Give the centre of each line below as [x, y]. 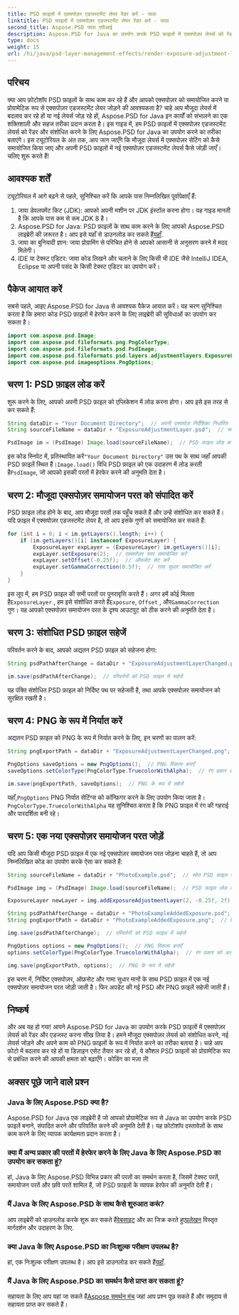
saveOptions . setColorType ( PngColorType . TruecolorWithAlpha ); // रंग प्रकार [117, 771]
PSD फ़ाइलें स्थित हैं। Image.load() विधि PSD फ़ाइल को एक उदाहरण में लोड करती [105, 465]
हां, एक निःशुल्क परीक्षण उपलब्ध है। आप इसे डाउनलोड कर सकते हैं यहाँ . [86, 1262]
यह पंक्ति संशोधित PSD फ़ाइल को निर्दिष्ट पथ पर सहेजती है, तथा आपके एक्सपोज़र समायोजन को [114, 690]
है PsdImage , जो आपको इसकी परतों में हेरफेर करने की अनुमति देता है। [87, 473]
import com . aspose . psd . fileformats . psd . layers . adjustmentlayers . [106, 356]
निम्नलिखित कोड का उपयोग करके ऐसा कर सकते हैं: [65, 861]
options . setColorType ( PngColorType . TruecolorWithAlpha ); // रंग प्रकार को [115, 952]
